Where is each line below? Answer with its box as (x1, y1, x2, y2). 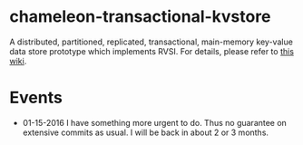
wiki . (9, 55, 27, 66)
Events (9, 88, 64, 108)
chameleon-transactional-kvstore (9, 6, 271, 27)
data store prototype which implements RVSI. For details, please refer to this (9, 45, 295, 56)
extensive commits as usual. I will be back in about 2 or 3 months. (22, 127, 269, 138)
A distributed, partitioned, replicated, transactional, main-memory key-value (9, 36, 293, 47)
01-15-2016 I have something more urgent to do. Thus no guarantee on (22, 117, 288, 128)
